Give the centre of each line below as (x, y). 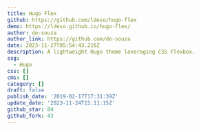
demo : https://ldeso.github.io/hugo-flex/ (69, 26)
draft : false (26, 90)
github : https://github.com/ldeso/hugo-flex (72, 20)
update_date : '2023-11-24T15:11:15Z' (61, 103)
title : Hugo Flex (32, 13)
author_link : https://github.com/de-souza (69, 39)
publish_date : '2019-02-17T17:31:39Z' (63, 97)
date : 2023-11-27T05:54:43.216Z (53, 45)
